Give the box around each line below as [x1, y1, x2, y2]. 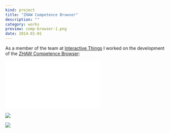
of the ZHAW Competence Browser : [5, 50, 80, 57]
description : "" [5, 17, 40, 22]
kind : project [5, 7, 36, 13]
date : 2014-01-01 [5, 31, 42, 36]
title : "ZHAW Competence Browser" [5, 12, 79, 17]
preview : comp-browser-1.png [5, 26, 67, 32]
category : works [5, 21, 40, 27]
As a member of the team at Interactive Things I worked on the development [5, 45, 165, 51]
